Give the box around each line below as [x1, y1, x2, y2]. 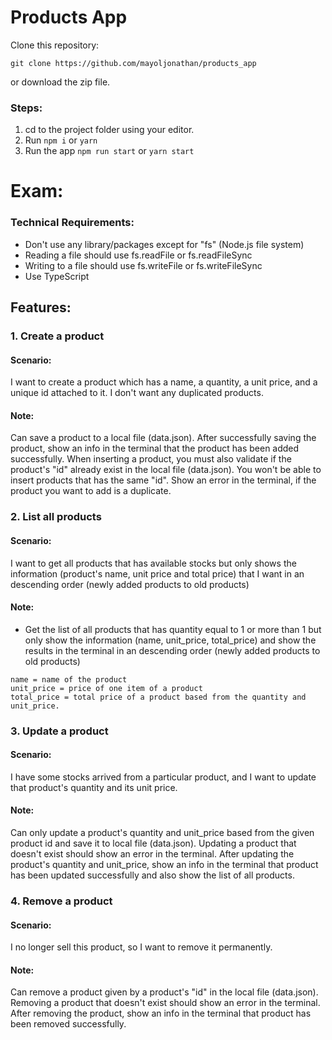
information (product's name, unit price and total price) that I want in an [10, 567, 305, 580]
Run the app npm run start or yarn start [24, 145, 195, 157]
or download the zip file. [10, 76, 111, 88]
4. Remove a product [10, 894, 113, 908]
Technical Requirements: [10, 216, 135, 230]
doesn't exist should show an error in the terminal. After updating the [10, 848, 295, 860]
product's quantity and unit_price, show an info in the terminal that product [10, 859, 319, 871]
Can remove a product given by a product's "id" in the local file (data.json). [10, 986, 319, 998]
